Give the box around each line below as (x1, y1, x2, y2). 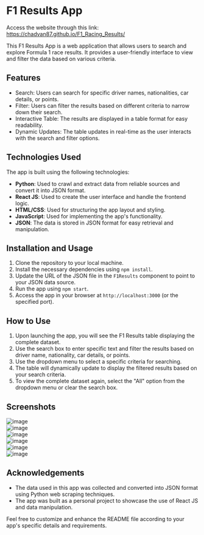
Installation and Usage (6, 243, 93, 253)
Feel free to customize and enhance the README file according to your (6, 515, 185, 522)
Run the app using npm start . (15, 285, 89, 293)
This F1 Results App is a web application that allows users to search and (6, 42, 187, 49)
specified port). (15, 298, 54, 306)
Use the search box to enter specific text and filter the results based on (15, 345, 194, 353)
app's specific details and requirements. (6, 522, 107, 529)
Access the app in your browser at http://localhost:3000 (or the (15, 292, 178, 299)
